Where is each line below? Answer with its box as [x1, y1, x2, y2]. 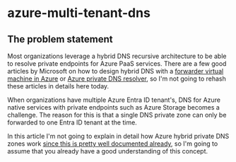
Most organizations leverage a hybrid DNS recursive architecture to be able [7, 52, 227, 60]
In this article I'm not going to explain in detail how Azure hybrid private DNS [7, 132, 230, 140]
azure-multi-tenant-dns [7, 5, 151, 21]
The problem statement [7, 33, 113, 45]
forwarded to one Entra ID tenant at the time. [7, 118, 138, 127]
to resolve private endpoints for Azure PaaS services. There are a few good [7, 59, 227, 68]
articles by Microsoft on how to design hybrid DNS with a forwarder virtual [7, 67, 224, 75]
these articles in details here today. [7, 82, 110, 90]
